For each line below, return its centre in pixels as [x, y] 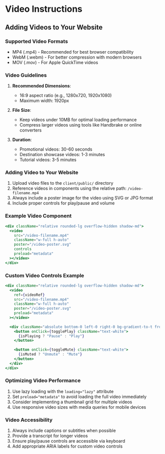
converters [30, 130]
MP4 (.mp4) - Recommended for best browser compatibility [73, 52]
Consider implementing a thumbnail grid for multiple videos [72, 402]
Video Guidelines [26, 75]
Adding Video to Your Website [42, 172]
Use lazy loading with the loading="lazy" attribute [63, 391]
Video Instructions [44, 9]
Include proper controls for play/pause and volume [63, 203]
